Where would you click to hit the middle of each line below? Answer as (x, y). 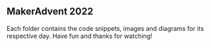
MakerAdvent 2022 (50, 12)
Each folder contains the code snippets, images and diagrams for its (105, 28)
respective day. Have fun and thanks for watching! (79, 36)
